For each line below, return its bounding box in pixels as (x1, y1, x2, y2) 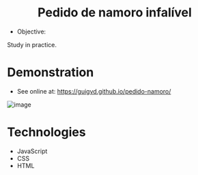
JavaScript (16, 147, 48, 155)
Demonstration (7, 65, 94, 80)
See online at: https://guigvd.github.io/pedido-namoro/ (16, 87, 171, 95)
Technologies (7, 124, 87, 140)
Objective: (16, 27, 46, 36)
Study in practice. (7, 40, 57, 49)
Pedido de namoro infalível (37, 5, 193, 21)
